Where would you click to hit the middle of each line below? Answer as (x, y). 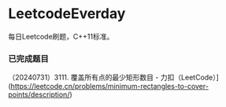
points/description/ (39, 94)
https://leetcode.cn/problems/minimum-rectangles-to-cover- (109, 87)
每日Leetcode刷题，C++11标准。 (61, 36)
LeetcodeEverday (67, 14)
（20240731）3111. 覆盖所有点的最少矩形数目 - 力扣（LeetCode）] (113, 77)
